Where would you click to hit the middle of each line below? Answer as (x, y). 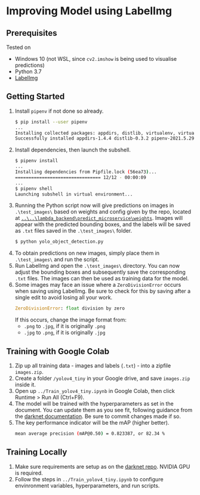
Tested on (19, 47)
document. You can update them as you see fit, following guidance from (104, 410)
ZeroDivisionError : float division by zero (70, 308)
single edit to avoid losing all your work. (64, 298)
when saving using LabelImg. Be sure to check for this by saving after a (103, 291)
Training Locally (37, 452)
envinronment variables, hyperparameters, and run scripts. (87, 485)
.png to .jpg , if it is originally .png (64, 326)
